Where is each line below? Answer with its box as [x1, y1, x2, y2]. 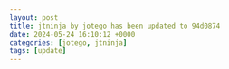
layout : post [9, 13, 59, 22]
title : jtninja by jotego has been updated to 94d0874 [9, 22, 221, 30]
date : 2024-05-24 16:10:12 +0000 [9, 30, 136, 39]
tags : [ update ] [9, 47, 67, 56]
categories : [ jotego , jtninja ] [9, 38, 128, 47]
